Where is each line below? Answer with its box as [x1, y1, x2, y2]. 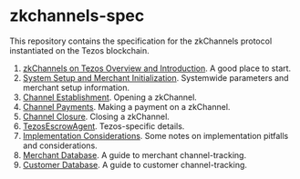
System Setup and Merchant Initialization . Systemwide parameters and [22, 72, 289, 83]
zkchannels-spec [9, 5, 145, 26]
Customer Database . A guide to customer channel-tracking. [22, 159, 248, 170]
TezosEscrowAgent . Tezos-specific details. [22, 120, 185, 132]
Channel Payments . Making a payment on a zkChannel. [22, 101, 231, 112]
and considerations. [22, 140, 98, 151]
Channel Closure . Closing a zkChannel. [22, 111, 171, 122]
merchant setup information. [22, 82, 130, 93]
